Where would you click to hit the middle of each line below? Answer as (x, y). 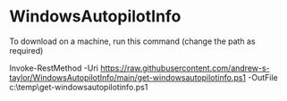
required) (26, 50)
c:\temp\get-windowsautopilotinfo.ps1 (79, 87)
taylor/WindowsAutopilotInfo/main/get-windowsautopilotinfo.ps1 (128, 77)
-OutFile (263, 77)
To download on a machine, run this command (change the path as (133, 41)
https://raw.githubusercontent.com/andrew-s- (185, 68)
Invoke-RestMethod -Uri (54, 68)
